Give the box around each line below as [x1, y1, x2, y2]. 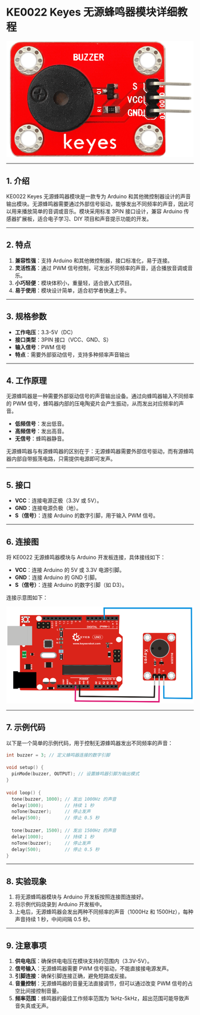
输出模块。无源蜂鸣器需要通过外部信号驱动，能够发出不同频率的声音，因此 [6, 201, 189, 208]
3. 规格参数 [6, 312, 47, 322]
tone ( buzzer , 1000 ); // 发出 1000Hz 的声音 [11, 796, 117, 802]
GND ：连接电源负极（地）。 [14, 505, 82, 512]
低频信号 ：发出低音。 [14, 420, 67, 427]
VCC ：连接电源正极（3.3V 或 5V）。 [14, 497, 102, 505]
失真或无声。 [20, 1002, 52, 1010]
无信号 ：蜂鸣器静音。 [14, 435, 67, 442]
